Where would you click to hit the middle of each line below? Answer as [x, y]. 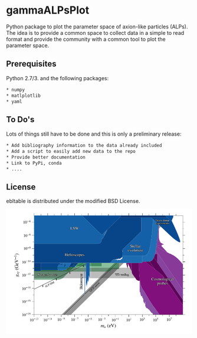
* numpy [16, 90]
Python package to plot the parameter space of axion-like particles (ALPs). [97, 27]
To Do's [20, 119]
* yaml [14, 101]
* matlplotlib [24, 96]
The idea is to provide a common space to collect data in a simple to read [95, 32]
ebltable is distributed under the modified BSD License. [73, 201]
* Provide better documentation [46, 157]
